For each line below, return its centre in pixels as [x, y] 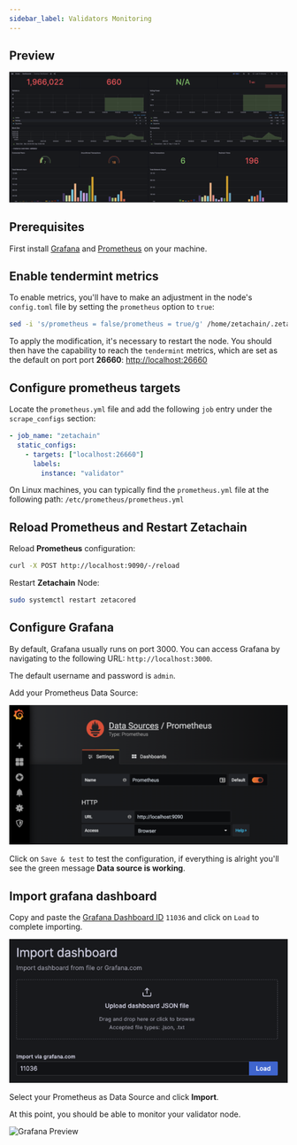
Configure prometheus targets [95, 388]
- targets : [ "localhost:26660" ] [84, 454]
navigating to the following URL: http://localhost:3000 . [111, 658]
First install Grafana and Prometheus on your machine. [108, 249]
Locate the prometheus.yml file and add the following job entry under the [141, 409]
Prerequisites [47, 227]
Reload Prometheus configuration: [72, 549]
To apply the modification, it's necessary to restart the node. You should [141, 342]
